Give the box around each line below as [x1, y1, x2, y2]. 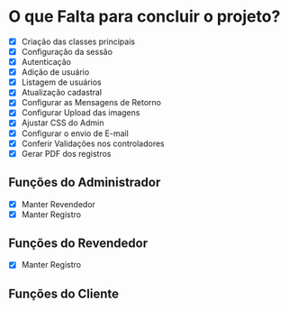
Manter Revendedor [21, 198, 96, 209]
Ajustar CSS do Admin [21, 117, 104, 128]
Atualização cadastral [21, 87, 103, 98]
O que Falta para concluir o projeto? [8, 6, 281, 27]
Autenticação [21, 57, 71, 68]
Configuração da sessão [21, 47, 113, 57]
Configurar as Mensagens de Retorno [21, 97, 161, 108]
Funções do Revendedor [8, 236, 149, 251]
